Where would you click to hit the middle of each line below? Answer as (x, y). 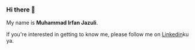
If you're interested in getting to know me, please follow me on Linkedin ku (97, 34)
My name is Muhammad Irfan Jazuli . (52, 23)
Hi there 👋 (21, 10)
